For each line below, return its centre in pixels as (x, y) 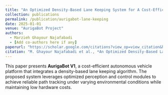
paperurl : (15, 47)
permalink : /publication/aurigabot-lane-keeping (57, 19)
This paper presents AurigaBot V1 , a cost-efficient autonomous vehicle (79, 66)
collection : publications (32, 14)
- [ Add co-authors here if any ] (43, 42)
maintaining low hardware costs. (38, 87)
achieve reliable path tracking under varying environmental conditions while (83, 82)
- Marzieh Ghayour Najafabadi (41, 38)
